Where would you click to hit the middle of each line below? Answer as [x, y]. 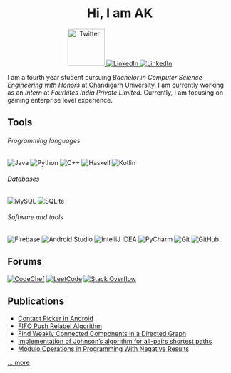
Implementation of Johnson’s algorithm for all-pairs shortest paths [115, 341]
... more [19, 362]
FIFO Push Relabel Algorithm [60, 326]
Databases [24, 179]
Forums [25, 262]
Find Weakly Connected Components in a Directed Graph [102, 333]
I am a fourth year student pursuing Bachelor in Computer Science [105, 77]
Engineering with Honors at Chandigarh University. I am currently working [116, 85]
